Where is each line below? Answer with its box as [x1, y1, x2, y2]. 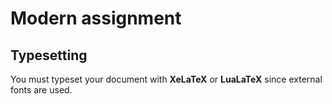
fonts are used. [10, 84, 73, 96]
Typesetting [10, 47, 88, 64]
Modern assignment [10, 7, 182, 30]
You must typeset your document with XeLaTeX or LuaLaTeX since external [10, 73, 323, 85]
